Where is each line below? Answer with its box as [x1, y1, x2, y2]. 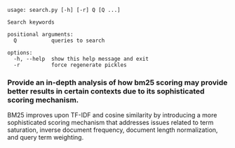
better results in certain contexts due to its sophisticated [7, 86, 205, 96]
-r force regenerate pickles [13, 61, 128, 68]
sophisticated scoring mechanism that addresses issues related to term [7, 119, 214, 127]
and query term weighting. [7, 133, 84, 142]
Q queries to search [13, 37, 105, 44]
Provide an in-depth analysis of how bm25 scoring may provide [7, 77, 228, 87]
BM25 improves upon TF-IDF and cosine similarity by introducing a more [7, 111, 217, 119]
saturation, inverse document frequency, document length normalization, [7, 126, 218, 134]
